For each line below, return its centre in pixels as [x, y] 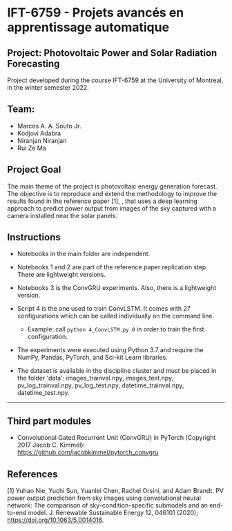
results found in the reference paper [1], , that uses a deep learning [103, 201]
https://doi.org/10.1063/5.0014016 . [56, 520]
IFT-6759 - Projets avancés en [96, 13]
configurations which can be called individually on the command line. [116, 316]
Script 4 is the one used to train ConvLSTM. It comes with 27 [104, 309]
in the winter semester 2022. [48, 87]
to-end [17, 513]
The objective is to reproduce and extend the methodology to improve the [112, 193]
